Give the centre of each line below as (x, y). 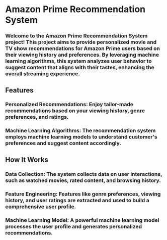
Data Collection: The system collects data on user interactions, (84, 174)
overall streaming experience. (43, 74)
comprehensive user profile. (41, 207)
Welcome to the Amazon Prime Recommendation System (76, 36)
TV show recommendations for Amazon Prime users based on (82, 49)
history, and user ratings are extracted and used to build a (77, 200)
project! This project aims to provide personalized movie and (81, 42)
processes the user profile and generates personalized (74, 226)
